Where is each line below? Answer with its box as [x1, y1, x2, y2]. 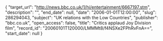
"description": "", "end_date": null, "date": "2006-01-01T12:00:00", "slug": [5, 9, 157, 15]
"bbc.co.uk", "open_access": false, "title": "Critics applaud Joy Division [5, 20, 151, 26]
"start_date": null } [5, 31, 43, 36]
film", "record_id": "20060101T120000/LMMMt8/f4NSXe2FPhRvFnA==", [5, 25, 153, 31]
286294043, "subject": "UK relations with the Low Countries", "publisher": [5, 15, 159, 20]
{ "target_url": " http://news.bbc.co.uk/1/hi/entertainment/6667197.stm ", [5, 4, 151, 10]
